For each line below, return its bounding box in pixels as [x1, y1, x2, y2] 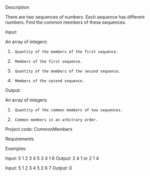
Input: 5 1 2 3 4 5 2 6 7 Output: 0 [5, 165, 72, 171]
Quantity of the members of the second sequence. [15, 69, 121, 74]
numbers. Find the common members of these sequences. [5, 20, 126, 25]
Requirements [5, 136, 34, 142]
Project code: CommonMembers [5, 126, 73, 132]
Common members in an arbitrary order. [15, 117, 98, 122]
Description [5, 5, 29, 10]
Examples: [5, 145, 27, 151]
